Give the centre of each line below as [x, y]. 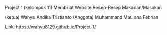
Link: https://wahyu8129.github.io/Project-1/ [51, 27]
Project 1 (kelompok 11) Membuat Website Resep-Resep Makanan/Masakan [83, 7]
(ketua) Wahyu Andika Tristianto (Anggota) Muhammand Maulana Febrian [82, 17]
